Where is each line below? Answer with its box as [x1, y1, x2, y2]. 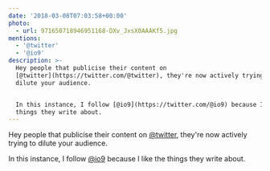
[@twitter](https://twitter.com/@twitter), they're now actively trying [15, 71, 264, 79]
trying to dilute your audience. [8, 138, 108, 149]
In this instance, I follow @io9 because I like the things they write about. [8, 154, 246, 164]
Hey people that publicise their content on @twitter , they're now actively [8, 130, 247, 140]
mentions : [8, 34, 42, 43]
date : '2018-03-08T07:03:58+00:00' [8, 11, 128, 20]
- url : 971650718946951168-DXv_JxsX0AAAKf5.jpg [15, 26, 178, 35]
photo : [8, 19, 31, 27]
